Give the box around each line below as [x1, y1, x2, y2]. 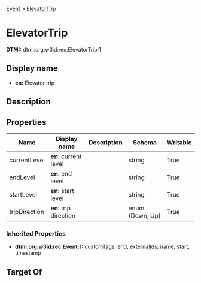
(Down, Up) [128, 211, 161, 219]
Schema [132, 138, 157, 146]
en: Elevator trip [14, 79, 55, 86]
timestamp [14, 249, 41, 257]
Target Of [6, 267, 42, 277]
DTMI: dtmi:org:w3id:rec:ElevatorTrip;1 [6, 46, 102, 53]
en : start [50, 186, 74, 195]
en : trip [50, 204, 71, 212]
